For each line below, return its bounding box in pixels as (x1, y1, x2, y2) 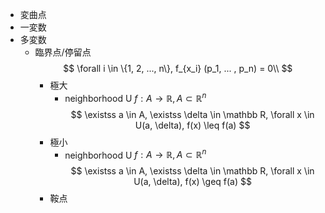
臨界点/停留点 (34, 46, 92, 58)
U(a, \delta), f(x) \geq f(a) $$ (133, 176, 252, 188)
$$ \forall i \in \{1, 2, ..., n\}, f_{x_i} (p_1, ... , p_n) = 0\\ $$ (63, 63, 293, 74)
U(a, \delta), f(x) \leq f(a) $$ (134, 119, 251, 131)
